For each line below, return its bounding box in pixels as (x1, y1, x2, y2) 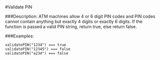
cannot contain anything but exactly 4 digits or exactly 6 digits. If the (5, 19, 142, 24)
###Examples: (5, 33, 34, 39)
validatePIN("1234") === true (5, 43, 67, 47)
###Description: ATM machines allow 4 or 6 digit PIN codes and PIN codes (5, 14, 156, 19)
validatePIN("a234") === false (5, 51, 69, 56)
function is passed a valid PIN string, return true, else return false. (5, 24, 137, 30)
